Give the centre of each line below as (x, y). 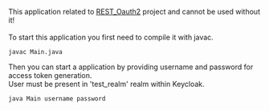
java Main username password (57, 99)
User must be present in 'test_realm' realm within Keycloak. (106, 84)
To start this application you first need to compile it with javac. (111, 37)
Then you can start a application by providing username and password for (131, 67)
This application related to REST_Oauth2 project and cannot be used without (134, 12)
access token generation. (50, 75)
